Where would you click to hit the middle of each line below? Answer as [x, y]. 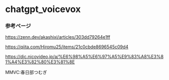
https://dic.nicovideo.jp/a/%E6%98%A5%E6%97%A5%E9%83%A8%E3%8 [84, 57]
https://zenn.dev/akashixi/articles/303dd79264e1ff [58, 37]
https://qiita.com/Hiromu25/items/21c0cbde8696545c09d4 [67, 47]
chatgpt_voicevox [43, 9]
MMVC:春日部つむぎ [26, 72]
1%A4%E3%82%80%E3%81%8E [40, 62]
